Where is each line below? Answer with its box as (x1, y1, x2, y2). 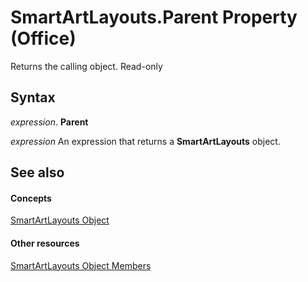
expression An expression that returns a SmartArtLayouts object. (10, 135, 281, 147)
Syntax (10, 89, 56, 106)
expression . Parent (10, 116, 89, 128)
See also (10, 164, 65, 181)
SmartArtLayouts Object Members (10, 259, 152, 271)
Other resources (10, 237, 80, 249)
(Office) (10, 27, 77, 50)
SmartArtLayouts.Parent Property (10, 6, 298, 29)
